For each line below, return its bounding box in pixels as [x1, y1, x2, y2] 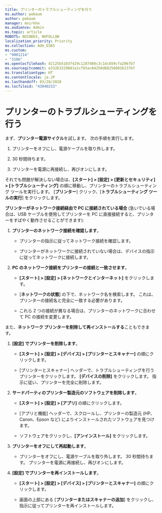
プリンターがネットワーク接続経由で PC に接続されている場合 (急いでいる [5, 205, 151, 211]
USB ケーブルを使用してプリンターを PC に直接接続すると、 [17, 211, 137, 217]
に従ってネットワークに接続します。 [19, 255, 91, 260]
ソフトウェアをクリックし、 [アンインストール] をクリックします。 [19, 433, 150, 439]
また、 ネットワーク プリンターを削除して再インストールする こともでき [5, 324, 146, 330]
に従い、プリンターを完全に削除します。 [23, 379, 104, 385]
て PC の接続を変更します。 [19, 314, 74, 320]
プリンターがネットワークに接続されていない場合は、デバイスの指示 [19, 248, 155, 254]
